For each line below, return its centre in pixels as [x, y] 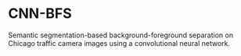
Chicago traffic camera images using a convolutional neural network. [119, 43]
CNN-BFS [40, 14]
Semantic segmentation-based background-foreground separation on [120, 35]
